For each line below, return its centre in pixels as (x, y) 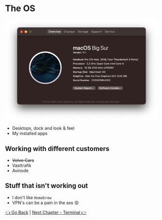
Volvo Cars (23, 160)
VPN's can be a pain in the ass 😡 (45, 203)
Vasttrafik (22, 166)
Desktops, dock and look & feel (43, 128)
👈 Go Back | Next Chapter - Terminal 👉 (46, 212)
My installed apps (30, 133)
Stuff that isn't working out (47, 186)
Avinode (20, 171)
